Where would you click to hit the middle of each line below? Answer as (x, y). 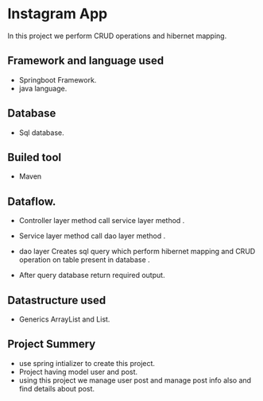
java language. (43, 88)
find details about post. (57, 388)
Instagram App (58, 14)
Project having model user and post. (78, 372)
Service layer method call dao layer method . (92, 236)
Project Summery (52, 344)
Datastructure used (57, 300)
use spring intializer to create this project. (87, 363)
